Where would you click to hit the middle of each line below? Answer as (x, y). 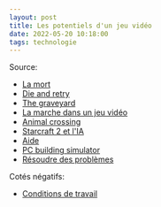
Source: (23, 67)
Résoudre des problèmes (68, 159)
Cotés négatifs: (37, 177)
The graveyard (49, 103)
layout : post (33, 17)
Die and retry (46, 94)
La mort (36, 84)
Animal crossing (51, 122)
